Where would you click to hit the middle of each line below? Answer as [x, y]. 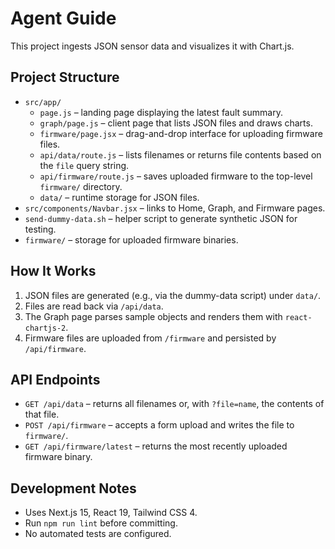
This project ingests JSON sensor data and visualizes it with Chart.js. [152, 46]
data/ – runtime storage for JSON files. [119, 197]
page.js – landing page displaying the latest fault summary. [161, 112]
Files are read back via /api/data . [94, 306]
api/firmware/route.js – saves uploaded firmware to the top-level [176, 176]
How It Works [53, 271]
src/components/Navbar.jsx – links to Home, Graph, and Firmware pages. [175, 208]
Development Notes [73, 488]
